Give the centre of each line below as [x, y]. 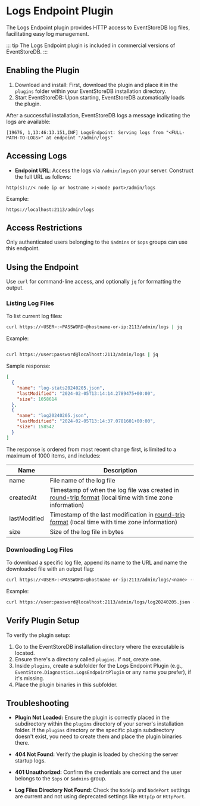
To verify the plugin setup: [38, 635]
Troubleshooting [38, 703]
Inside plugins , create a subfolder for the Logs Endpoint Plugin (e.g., [99, 665]
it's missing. [29, 678]
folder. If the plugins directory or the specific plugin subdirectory [94, 730]
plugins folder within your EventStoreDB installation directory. [90, 91]
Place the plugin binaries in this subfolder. [66, 684]
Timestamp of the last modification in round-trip [117, 515]
